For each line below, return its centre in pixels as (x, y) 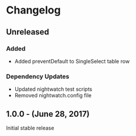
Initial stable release (30, 128)
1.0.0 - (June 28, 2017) (48, 114)
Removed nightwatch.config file (53, 96)
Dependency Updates (38, 76)
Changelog (33, 10)
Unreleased (28, 32)
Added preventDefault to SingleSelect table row (72, 61)
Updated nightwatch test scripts (53, 89)
